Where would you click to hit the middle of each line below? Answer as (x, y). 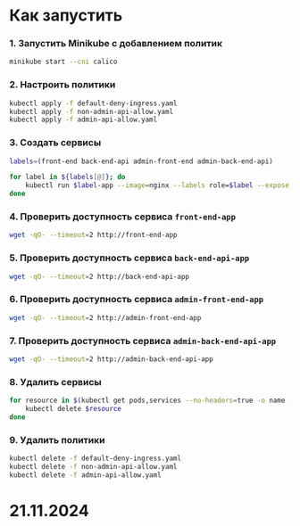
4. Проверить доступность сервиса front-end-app (123, 217)
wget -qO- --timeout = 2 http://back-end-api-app (100, 276)
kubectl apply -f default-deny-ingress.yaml (93, 103)
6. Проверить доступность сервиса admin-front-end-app (137, 300)
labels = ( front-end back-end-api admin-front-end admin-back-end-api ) (142, 161)
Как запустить (66, 16)
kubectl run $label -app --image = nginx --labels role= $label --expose (158, 185)
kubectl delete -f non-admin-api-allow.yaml (93, 466)
